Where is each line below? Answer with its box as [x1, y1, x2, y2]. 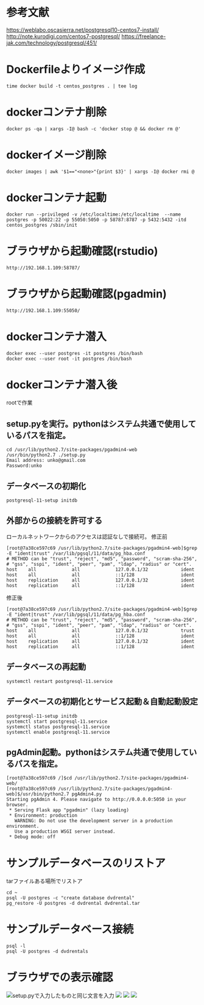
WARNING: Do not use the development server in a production [14, 818, 173, 824]
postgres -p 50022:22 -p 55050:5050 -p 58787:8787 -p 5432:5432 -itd [6, 216, 187, 223]
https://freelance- [121, 32, 166, 40]
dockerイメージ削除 [6, 148, 107, 162]
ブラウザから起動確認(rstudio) [6, 244, 158, 258]
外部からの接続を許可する [6, 516, 102, 526]
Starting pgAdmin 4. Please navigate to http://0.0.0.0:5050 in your [6, 797, 187, 803]
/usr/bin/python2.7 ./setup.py [6, 452, 86, 458]
